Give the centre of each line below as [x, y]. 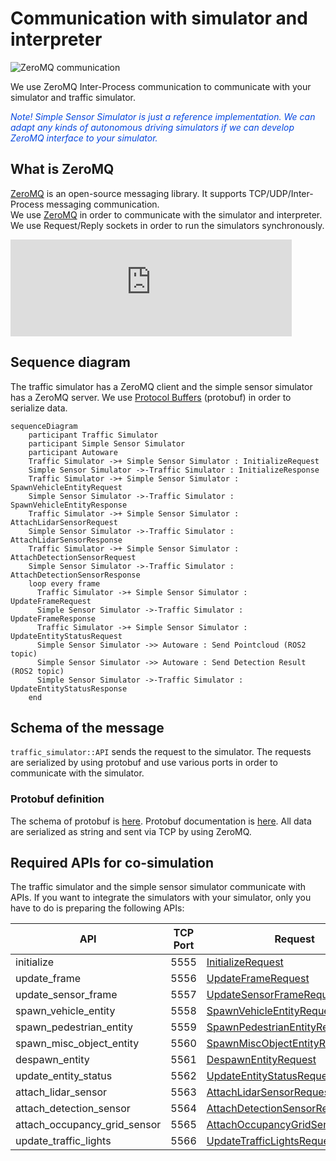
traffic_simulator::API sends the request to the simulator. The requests [161, 752]
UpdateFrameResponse [53, 618]
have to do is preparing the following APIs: [97, 908]
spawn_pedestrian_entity [74, 1027]
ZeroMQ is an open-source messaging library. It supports [128, 193]
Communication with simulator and [159, 18]
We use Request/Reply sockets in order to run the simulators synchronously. [167, 225]
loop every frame [64, 583]
